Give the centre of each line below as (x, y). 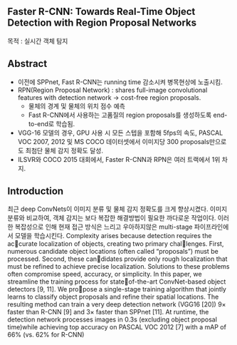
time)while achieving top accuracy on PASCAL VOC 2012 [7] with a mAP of (117, 327)
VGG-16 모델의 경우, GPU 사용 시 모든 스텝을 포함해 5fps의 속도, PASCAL (120, 133)
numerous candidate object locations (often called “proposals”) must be (113, 252)
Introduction (36, 191)
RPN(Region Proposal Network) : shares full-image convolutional (112, 90)
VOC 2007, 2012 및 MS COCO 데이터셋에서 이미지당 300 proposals (114, 141)
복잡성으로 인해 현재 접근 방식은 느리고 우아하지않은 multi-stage (104, 227)
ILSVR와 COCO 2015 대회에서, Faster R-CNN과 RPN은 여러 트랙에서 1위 (119, 159)
